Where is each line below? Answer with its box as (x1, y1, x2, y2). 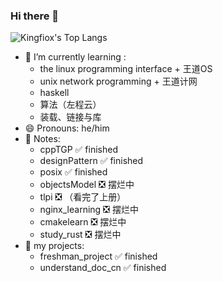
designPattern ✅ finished (39, 155, 144, 167)
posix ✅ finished (39, 166, 108, 178)
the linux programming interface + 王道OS (39, 63, 213, 75)
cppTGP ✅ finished (39, 144, 119, 156)
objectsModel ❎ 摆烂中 (39, 179, 135, 191)
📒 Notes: (24, 133, 61, 145)
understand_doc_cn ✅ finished (39, 262, 167, 274)
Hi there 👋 (10, 9, 60, 23)
